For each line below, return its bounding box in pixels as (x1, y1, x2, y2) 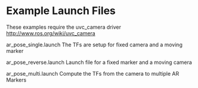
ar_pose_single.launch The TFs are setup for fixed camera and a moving (6, 41, 183, 48)
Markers (6, 76, 27, 83)
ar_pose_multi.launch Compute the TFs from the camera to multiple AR (6, 70, 180, 77)
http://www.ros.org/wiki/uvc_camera (6, 29, 96, 36)
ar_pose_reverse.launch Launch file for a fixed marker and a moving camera (6, 59, 193, 66)
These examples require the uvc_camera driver (6, 23, 122, 31)
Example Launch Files (6, 4, 116, 18)
